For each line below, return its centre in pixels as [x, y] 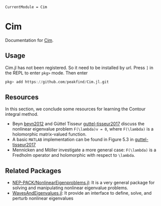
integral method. [22, 114]
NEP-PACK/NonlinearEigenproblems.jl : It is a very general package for [83, 183]
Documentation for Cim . [29, 40]
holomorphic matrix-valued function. [49, 134]
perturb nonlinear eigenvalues [43, 198]
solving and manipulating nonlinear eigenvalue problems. [70, 188]
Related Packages [33, 171]
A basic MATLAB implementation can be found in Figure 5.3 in [73, 139]
